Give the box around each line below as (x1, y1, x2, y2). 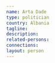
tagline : (6, 25, 28, 32)
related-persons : (6, 37, 50, 43)
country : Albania (6, 20, 50, 26)
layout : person (6, 48, 44, 54)
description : (6, 31, 39, 37)
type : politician (6, 14, 50, 20)
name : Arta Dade (6, 8, 47, 15)
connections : (6, 43, 39, 49)
